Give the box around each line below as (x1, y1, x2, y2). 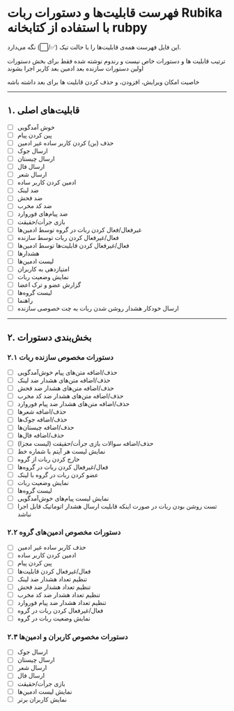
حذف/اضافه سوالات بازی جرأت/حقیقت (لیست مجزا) (17, 439, 154, 447)
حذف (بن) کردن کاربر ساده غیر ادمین (17, 138, 114, 147)
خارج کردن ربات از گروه (17, 455, 80, 463)
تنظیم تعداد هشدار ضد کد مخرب (17, 590, 101, 599)
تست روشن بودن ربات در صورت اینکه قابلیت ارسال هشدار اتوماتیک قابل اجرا (17, 502, 217, 510)
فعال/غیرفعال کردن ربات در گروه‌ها (17, 463, 109, 471)
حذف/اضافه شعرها (17, 407, 67, 416)
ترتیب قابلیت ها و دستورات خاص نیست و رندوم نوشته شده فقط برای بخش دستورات (7, 57, 226, 65)
